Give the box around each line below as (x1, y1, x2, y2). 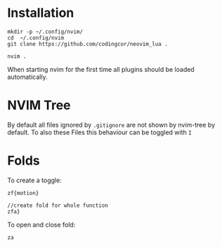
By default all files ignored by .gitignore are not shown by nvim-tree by (7, 120, 216, 129)
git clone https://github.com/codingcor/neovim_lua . (7, 40, 169, 47)
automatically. (7, 72, 48, 81)
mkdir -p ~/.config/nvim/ (7, 28, 83, 35)
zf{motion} (7, 189, 39, 196)
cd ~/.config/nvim (7, 34, 65, 42)
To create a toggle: (7, 176, 62, 184)
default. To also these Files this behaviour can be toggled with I (7, 128, 192, 137)
